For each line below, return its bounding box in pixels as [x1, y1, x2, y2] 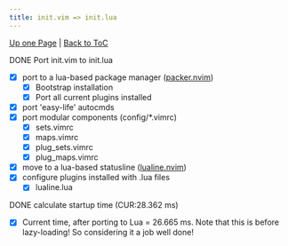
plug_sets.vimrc [35, 142, 93, 153]
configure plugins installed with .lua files [21, 172, 171, 183]
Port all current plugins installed [35, 91, 153, 102]
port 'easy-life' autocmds [21, 101, 115, 112]
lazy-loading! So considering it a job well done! [21, 227, 194, 238]
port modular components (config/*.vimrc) [21, 112, 178, 123]
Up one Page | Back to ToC [9, 37, 108, 48]
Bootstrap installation [35, 82, 114, 92]
